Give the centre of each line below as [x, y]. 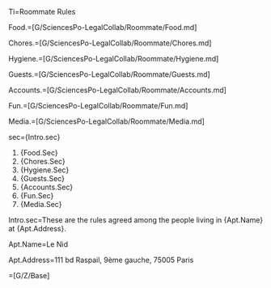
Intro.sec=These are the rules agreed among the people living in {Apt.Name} [136, 220]
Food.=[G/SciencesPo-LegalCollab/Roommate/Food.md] [103, 27]
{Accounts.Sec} [47, 187]
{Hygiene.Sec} [44, 170]
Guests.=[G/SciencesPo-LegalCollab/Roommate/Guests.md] [109, 74]
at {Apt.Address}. [37, 229]
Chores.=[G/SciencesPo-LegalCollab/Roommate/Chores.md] [110, 43]
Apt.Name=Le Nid [38, 244]
